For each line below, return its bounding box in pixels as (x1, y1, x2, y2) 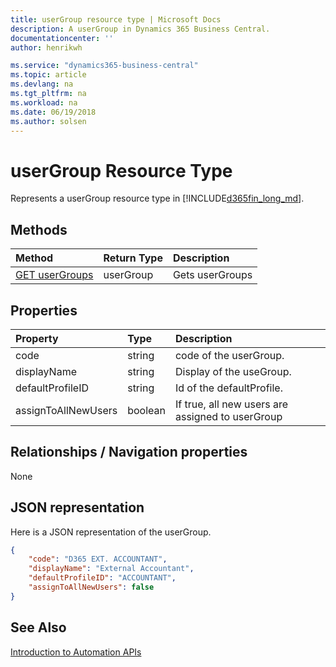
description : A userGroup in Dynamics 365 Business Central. (10, 24, 271, 34)
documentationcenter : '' (10, 33, 114, 43)
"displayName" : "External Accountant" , (28, 564, 195, 574)
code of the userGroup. (174, 348, 285, 362)
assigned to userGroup (174, 409, 283, 423)
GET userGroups (15, 268, 94, 282)
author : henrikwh (10, 42, 83, 53)
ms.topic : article (10, 70, 87, 80)
